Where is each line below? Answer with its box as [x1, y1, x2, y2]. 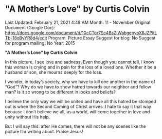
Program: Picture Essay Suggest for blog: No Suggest [48, 35, 156, 41]
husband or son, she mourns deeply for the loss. [5, 69, 103, 75]
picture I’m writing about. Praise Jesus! [5, 128, 84, 134]
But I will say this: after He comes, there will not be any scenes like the [5, 123, 146, 129]
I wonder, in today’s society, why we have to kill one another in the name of [5, 79, 156, 85]
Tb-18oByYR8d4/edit [5, 35, 47, 41]
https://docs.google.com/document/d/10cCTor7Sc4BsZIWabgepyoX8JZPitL [5, 30, 157, 35]
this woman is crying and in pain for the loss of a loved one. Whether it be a [5, 64, 157, 70]
